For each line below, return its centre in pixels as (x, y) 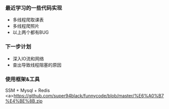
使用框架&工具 (23, 79)
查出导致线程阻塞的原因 (37, 65)
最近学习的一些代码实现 (34, 8)
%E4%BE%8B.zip (24, 101)
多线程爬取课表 (28, 20)
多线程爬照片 (26, 26)
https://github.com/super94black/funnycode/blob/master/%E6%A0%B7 (89, 95)
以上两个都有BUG (31, 32)
